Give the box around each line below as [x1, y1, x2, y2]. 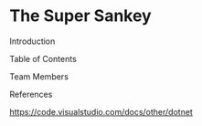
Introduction [9, 36, 56, 47]
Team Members [9, 70, 69, 82]
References [9, 89, 53, 100]
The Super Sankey [9, 5, 153, 26]
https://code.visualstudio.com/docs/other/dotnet [9, 106, 194, 117]
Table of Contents [9, 53, 78, 64]
